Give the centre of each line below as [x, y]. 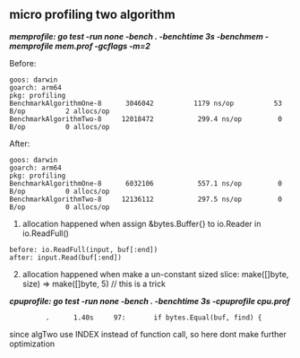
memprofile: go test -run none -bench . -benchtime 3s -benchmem [137, 36]
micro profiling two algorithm [93, 15]
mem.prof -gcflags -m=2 [103, 46]
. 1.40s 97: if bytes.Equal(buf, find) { [154, 318]
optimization [32, 344]
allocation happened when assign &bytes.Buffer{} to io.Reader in [141, 223]
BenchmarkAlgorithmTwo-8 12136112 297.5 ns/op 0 [146, 199]
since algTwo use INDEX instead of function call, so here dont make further [148, 334]
